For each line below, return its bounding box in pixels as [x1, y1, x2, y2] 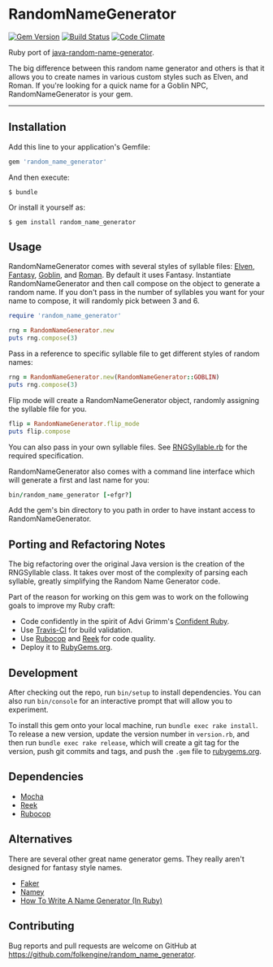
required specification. [8, 450, 84, 460]
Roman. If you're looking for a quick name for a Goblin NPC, [8, 80, 209, 90]
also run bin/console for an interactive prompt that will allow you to [8, 696, 233, 706]
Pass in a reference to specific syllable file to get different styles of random [8, 349, 260, 358]
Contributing [8, 919, 75, 933]
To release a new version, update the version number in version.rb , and [8, 729, 250, 739]
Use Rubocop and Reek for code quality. [19, 634, 156, 644]
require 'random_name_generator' [8, 312, 122, 320]
